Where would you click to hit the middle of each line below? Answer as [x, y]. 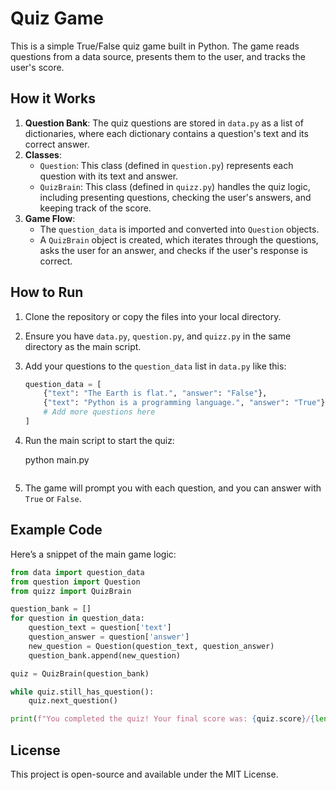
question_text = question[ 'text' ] [100, 628]
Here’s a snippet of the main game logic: [93, 554]
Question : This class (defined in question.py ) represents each [166, 165]
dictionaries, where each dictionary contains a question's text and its [166, 133]
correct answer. [57, 144]
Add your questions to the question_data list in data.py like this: [155, 366]
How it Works [53, 98]
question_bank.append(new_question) [105, 655]
